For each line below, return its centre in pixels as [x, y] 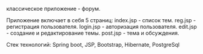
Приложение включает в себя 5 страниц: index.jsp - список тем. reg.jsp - [101, 20]
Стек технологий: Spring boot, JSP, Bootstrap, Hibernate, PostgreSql [93, 45]
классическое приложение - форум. [54, 9]
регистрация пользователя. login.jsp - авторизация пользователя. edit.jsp [101, 27]
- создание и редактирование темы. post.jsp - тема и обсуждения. [93, 33]
